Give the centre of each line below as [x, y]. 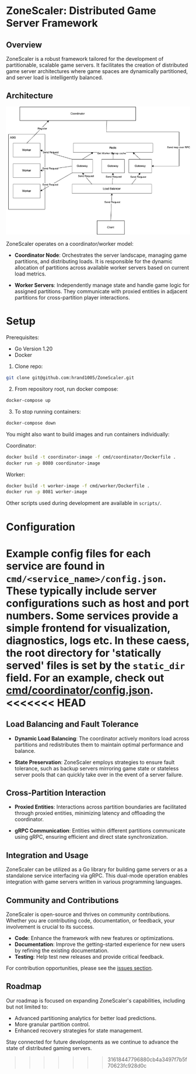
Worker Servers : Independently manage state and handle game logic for [102, 285]
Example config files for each [78, 553]
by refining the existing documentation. [62, 950]
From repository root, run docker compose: [66, 389]
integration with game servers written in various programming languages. [94, 882]
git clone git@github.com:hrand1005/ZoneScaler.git [70, 378]
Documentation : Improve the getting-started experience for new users [100, 944]
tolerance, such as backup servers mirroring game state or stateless [97, 768]
